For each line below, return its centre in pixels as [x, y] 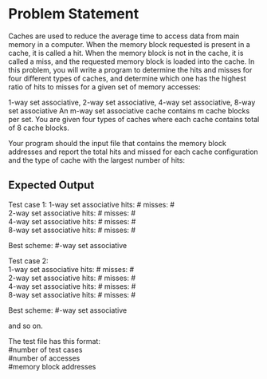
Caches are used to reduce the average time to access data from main [124, 36]
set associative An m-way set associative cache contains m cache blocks [129, 111]
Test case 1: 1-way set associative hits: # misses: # [92, 204]
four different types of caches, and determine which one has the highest [127, 78]
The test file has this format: [55, 341]
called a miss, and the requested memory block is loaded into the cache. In [132, 61]
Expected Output [51, 186]
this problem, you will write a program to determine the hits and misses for [130, 69]
